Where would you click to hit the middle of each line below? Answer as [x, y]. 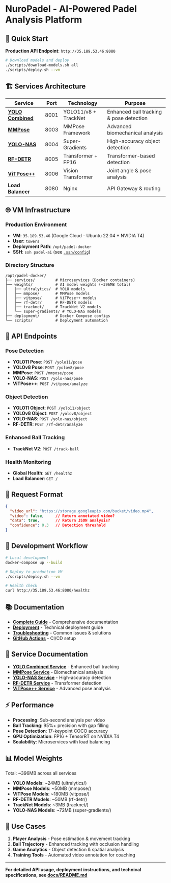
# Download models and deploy [37, 60]
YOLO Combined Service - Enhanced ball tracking [66, 666]
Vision [71, 171]
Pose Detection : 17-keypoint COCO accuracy [60, 731]
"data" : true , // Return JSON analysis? [60, 520]
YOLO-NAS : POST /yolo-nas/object [50, 419]
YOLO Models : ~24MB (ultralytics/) [50, 783]
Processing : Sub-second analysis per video [59, 720]
